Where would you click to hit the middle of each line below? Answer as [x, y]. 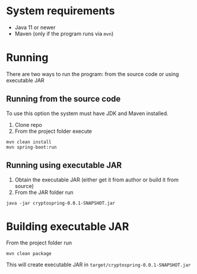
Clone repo [28, 125]
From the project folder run [39, 243]
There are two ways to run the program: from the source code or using [93, 74]
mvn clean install [29, 142]
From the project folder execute [53, 131]
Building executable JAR [68, 226]
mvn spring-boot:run [32, 147]
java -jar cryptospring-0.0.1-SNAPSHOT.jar [61, 203]
